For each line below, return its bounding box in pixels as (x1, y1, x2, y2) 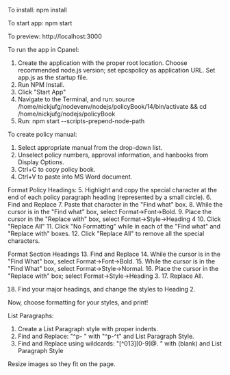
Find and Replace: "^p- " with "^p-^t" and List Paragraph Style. (17, 332, 194, 340)
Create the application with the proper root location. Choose (17, 59, 188, 67)
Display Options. (17, 158, 64, 166)
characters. (8, 237, 40, 245)
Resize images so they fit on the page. (8, 360, 116, 368)
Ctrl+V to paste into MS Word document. (17, 172, 133, 181)
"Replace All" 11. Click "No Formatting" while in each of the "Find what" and (8, 222, 221, 230)
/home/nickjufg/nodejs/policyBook (17, 109, 116, 118)
